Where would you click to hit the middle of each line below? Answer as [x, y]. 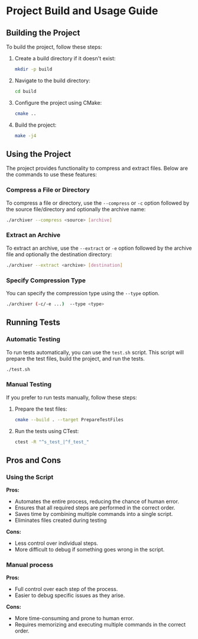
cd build [25, 91]
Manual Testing [29, 385]
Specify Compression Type [46, 280]
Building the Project [43, 33]
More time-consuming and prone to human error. [74, 618]
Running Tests [33, 323]
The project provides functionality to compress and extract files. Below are [97, 168]
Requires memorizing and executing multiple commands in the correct [100, 625]
